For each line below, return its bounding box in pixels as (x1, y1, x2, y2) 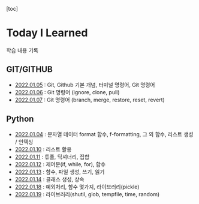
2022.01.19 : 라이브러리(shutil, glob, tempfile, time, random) (14, 190, 160, 197)
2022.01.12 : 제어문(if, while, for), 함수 (14, 160, 106, 167)
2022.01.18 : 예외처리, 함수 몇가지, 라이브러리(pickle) (14, 183, 140, 190)
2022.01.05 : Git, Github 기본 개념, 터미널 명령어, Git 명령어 (14, 81, 155, 88)
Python (6, 114, 34, 124)
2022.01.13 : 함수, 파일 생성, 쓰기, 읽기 (14, 168, 105, 175)
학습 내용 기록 (6, 46, 39, 53)
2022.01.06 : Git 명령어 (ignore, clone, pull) (14, 88, 120, 95)
